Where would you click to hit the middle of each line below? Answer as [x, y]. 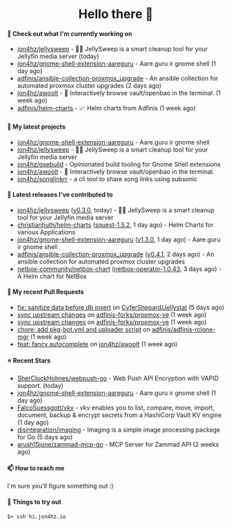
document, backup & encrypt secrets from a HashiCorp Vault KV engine [119, 415]
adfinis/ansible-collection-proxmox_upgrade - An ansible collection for [118, 78]
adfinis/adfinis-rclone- [183, 329]
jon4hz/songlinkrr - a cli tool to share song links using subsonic [107, 178]
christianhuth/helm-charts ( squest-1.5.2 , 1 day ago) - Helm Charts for [115, 225]
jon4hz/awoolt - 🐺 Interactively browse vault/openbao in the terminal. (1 [119, 93]
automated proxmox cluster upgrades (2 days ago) [89, 86]
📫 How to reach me [36, 468]
